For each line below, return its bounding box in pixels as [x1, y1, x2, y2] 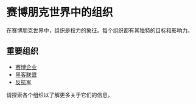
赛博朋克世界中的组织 [6, 5, 114, 19]
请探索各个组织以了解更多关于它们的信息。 [6, 91, 113, 99]
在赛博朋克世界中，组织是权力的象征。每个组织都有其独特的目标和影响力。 [6, 27, 193, 34]
